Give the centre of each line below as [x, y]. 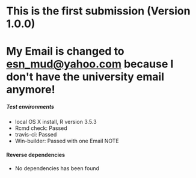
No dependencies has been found [57, 168]
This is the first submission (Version [98, 11]
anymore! [31, 90]
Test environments [30, 106]
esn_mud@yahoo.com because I [90, 64]
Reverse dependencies [35, 155]
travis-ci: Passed [36, 135]
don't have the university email [85, 77]
